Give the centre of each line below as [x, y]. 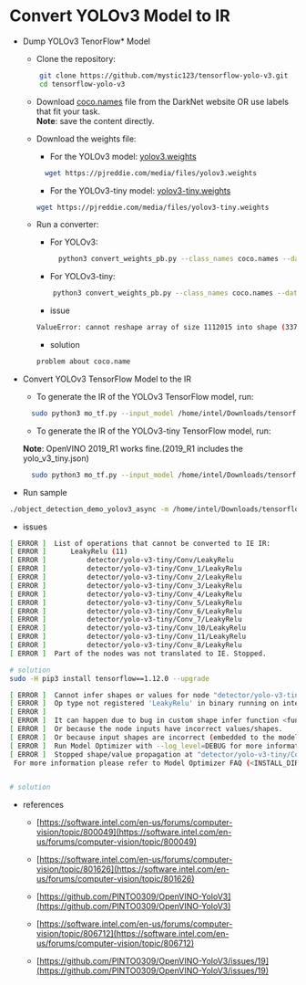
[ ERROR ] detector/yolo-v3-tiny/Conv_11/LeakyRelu [128, 637]
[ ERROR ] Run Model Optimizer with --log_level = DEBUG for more [136, 746]
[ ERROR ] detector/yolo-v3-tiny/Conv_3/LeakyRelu [126, 585]
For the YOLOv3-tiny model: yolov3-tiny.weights [140, 190]
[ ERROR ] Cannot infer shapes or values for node [109, 695]
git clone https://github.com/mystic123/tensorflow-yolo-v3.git [164, 75]
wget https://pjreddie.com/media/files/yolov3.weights [151, 173]
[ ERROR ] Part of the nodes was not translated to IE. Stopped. [138, 654]
